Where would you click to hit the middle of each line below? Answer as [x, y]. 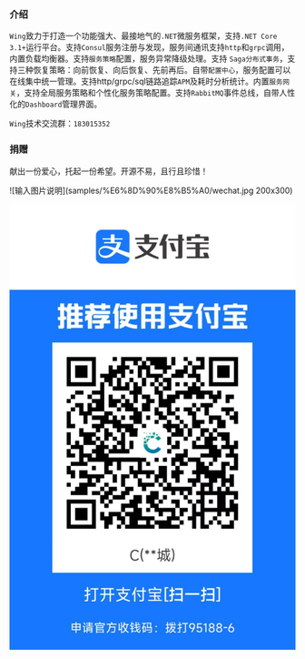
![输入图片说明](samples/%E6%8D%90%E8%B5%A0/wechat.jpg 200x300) [151, 190]
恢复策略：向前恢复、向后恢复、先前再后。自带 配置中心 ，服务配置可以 [162, 70]
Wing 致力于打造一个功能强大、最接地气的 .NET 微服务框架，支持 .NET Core [143, 36]
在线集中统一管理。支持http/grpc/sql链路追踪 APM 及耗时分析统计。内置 [139, 81]
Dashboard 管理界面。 [64, 104]
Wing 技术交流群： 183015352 [60, 124]
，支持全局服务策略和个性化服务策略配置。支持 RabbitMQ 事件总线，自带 [148, 93]
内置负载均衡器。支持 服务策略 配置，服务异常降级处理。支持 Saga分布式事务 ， [148, 59]
